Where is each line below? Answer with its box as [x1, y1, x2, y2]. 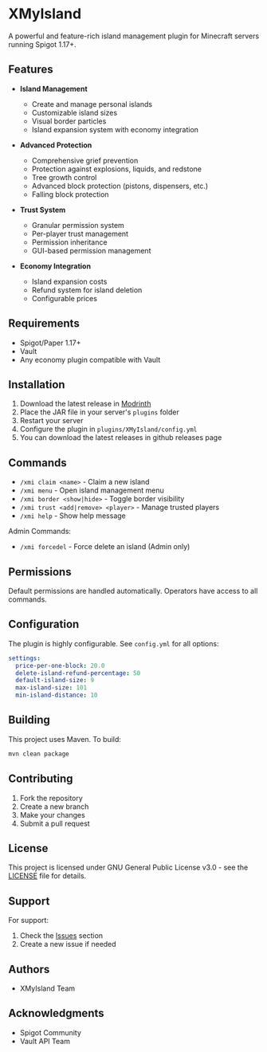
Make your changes [19, 810, 85, 819]
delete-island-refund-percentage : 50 [15, 669, 141, 677]
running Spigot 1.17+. [8, 39, 77, 49]
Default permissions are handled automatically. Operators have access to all [8, 587, 258, 595]
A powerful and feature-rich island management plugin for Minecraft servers [8, 31, 260, 41]
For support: [8, 916, 49, 925]
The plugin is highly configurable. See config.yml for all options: [8, 638, 219, 648]
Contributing [8, 772, 73, 786]
